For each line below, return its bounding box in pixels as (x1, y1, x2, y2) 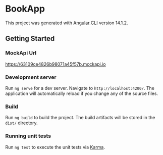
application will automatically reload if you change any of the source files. (5, 90, 158, 96)
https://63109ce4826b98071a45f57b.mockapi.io (5, 61, 106, 67)
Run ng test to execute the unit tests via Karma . (5, 144, 105, 150)
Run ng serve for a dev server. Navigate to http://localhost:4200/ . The (5, 85, 155, 91)
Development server (5, 74, 57, 81)
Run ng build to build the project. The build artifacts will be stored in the (5, 115, 155, 121)
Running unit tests (5, 132, 51, 139)
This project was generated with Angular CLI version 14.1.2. (5, 20, 128, 26)
